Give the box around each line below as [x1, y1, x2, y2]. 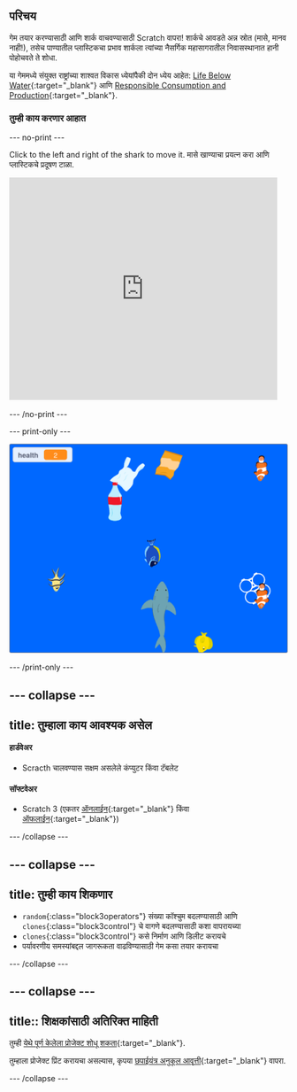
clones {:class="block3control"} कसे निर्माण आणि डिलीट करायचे [21, 931, 227, 941]
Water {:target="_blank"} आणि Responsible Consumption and [9, 80, 227, 90]
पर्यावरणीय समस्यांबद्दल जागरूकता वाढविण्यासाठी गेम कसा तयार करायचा [21, 941, 219, 951]
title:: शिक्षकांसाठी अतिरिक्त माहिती [9, 1014, 159, 1029]
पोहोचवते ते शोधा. [9, 52, 57, 63]
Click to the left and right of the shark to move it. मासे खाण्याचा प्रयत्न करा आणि [9, 150, 270, 160]
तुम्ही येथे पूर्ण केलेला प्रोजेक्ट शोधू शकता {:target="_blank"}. [9, 1037, 186, 1048]
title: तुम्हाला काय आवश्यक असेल [9, 717, 153, 732]
